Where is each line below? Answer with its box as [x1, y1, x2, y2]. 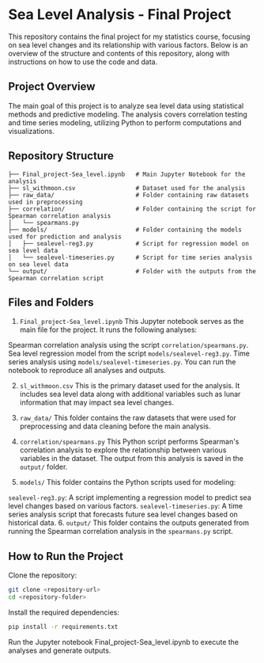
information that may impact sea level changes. [19, 398, 174, 407]
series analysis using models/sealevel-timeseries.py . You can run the [8, 357, 236, 367]
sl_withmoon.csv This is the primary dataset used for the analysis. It [19, 381, 240, 391]
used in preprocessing [8, 198, 83, 206]
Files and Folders [8, 295, 94, 309]
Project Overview [8, 80, 96, 93]
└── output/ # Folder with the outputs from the [8, 267, 257, 275]
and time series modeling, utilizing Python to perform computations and [8, 117, 242, 128]
